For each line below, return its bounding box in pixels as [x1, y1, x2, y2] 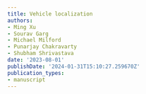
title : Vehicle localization [7, 10, 93, 18]
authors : [7, 17, 33, 24]
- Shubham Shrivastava [7, 50, 74, 57]
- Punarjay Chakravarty [7, 43, 78, 50]
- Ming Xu [7, 23, 37, 30]
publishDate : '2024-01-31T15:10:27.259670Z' [7, 63, 140, 70]
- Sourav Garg [7, 30, 49, 37]
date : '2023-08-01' [7, 57, 65, 64]
